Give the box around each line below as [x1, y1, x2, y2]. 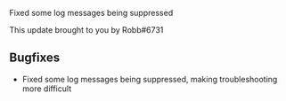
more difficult [21, 83, 72, 94]
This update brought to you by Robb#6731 [9, 25, 164, 35]
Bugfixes [9, 50, 61, 66]
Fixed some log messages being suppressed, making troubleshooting [21, 74, 278, 84]
